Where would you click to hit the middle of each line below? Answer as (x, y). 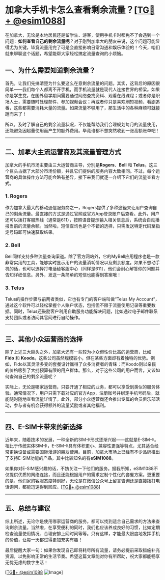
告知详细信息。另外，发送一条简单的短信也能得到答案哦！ (63, 275)
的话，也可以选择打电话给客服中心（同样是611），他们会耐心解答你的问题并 (84, 269)
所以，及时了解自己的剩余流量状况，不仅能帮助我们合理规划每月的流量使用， (82, 124)
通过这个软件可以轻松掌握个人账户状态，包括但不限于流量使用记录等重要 (78, 305)
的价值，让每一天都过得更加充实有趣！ (44, 539)
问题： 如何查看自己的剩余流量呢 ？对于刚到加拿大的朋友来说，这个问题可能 (80, 41)
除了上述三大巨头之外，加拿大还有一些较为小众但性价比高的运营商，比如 (78, 352)
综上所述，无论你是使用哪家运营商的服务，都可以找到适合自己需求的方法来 (80, 521)
